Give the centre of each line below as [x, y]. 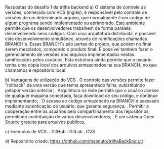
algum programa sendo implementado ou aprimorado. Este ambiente [75, 23]
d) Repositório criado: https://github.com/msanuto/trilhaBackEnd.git [74, 141]
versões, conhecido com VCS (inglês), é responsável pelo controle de [76, 12]
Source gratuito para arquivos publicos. [45, 122]
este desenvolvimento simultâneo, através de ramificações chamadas [76, 39]
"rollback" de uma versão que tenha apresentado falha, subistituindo [75, 85]
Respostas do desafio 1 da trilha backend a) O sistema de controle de [76, 7]
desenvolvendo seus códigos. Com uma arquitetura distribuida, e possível [81, 33]
